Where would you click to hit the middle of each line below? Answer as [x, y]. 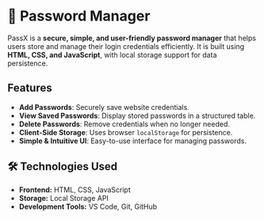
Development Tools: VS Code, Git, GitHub [88, 206]
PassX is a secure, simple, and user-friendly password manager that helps [132, 38]
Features [30, 88]
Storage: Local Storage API [63, 198]
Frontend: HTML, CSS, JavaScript [75, 190]
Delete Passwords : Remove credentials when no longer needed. [124, 124]
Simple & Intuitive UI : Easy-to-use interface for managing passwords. [133, 141]
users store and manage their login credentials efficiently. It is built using [126, 46]
